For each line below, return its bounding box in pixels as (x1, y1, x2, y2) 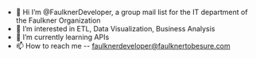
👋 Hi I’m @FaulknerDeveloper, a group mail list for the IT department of (15, 8, 248, 16)
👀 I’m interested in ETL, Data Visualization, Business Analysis (15, 24, 215, 33)
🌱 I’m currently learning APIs (15, 32, 110, 42)
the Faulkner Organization (15, 16, 101, 25)
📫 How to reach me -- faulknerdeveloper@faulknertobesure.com (15, 42, 231, 50)
